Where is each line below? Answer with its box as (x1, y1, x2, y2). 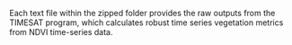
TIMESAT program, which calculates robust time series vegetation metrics (9, 17, 284, 28)
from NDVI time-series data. (9, 27, 114, 37)
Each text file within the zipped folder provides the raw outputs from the (9, 8, 276, 18)
